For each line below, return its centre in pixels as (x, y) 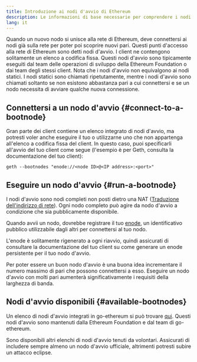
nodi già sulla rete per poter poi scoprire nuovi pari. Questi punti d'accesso (97, 45)
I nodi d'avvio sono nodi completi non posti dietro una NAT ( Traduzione (93, 199)
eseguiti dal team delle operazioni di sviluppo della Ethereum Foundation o (96, 64)
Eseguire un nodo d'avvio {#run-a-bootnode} (91, 185)
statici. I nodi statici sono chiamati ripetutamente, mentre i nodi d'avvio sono (99, 77)
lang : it (17, 22)
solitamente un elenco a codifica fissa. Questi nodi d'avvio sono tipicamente (99, 58)
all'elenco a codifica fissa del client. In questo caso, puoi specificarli (89, 144)
